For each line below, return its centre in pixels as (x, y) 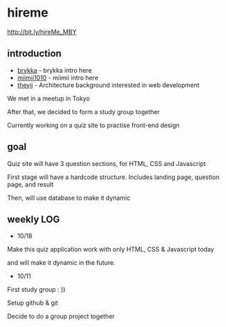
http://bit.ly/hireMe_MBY (42, 32)
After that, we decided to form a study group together (84, 111)
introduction (35, 54)
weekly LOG (34, 219)
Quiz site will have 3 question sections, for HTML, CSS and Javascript (106, 163)
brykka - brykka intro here (54, 70)
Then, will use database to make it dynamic (69, 198)
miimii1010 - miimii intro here (58, 77)
